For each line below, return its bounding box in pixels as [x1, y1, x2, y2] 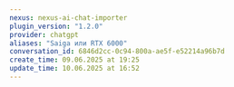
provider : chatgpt [9, 30, 79, 39]
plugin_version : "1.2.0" [9, 22, 103, 31]
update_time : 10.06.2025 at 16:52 [9, 64, 141, 73]
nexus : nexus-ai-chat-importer [9, 13, 128, 23]
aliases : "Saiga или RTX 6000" [9, 38, 128, 48]
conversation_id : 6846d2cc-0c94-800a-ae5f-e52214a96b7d [9, 47, 225, 56]
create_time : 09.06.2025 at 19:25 [9, 55, 141, 64]
